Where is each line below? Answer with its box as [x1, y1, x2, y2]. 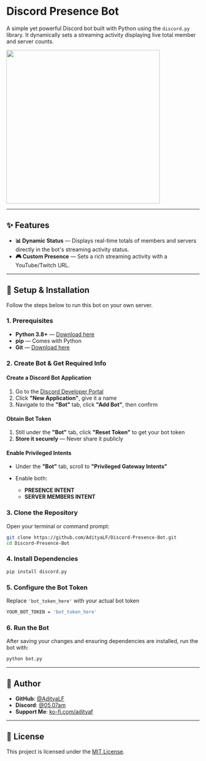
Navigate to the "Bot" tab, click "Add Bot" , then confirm [15, 400, 158, 408]
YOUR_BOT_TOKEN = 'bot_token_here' [6, 609, 97, 615]
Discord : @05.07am [15, 701, 66, 709]
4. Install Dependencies [6, 555, 78, 563]
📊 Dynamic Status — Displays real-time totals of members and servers [15, 236, 197, 244]
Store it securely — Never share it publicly [15, 435, 124, 443]
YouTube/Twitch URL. [15, 261, 71, 268]
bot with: [6, 644, 29, 652]
